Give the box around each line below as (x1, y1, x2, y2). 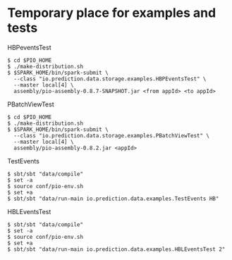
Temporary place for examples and (7, 5, 216, 21)
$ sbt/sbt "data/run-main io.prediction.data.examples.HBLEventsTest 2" (7, 245, 226, 253)
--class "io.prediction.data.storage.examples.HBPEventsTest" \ (13, 75, 207, 82)
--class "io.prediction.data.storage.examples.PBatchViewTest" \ (13, 132, 210, 139)
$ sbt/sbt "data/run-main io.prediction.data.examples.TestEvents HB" (7, 195, 219, 202)
